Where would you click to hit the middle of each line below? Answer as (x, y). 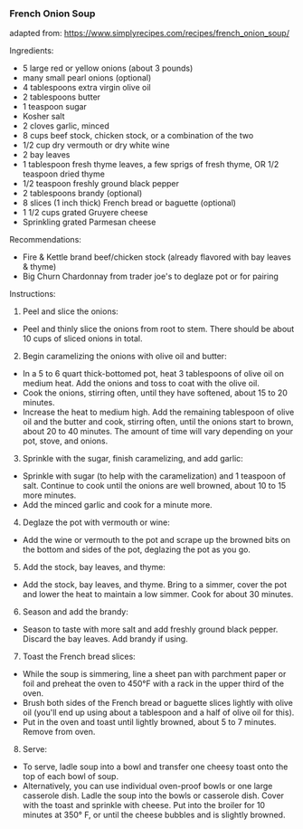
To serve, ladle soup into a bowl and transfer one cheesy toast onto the (155, 767)
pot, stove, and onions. (65, 441)
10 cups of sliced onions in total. (82, 338)
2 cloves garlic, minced (66, 126)
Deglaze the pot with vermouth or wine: (96, 522)
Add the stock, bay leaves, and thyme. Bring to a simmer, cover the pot (155, 585)
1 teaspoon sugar (55, 107)
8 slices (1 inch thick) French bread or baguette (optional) (129, 203)
